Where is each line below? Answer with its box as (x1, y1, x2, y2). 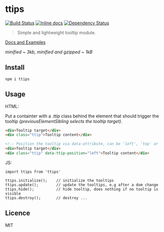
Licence (5, 209, 31, 218)
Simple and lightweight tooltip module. (17, 29, 96, 35)
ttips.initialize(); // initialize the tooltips (5, 178, 114, 183)
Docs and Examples (5, 39, 46, 45)
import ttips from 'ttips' (5, 169, 61, 174)
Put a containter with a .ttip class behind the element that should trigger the (5, 113, 160, 119)
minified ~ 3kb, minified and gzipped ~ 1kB (5, 49, 93, 55)
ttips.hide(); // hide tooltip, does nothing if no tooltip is (5, 187, 159, 192)
